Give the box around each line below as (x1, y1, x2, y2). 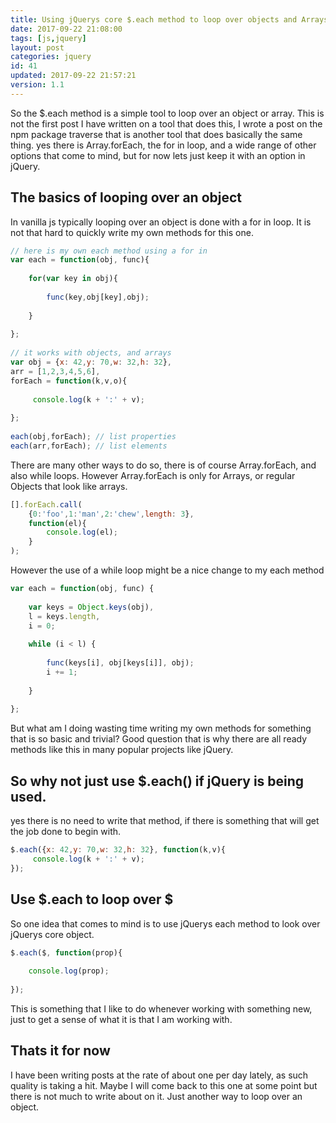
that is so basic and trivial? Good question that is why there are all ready (10, 733, 308, 745)
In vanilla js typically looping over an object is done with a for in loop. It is (10, 216, 312, 228)
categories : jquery (10, 52, 92, 62)
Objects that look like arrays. (10, 480, 128, 492)
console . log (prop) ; (28, 966, 110, 976)
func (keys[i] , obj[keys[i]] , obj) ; (46, 658, 195, 668)
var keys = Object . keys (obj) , (28, 602, 155, 612)
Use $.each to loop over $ (10, 891, 174, 908)
